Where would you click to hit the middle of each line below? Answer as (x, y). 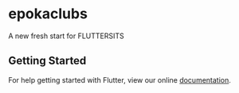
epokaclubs (48, 14)
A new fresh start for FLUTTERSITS (67, 36)
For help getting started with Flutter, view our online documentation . (119, 79)
